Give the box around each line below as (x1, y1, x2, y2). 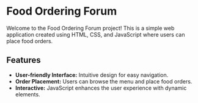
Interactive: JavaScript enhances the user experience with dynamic (15, 84, 187, 91)
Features (6, 55, 41, 65)
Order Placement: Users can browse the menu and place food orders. (15, 77, 193, 85)
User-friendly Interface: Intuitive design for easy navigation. (15, 71, 169, 79)
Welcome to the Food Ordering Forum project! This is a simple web (6, 24, 175, 32)
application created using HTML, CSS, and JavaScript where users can (6, 30, 185, 38)
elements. (15, 90, 41, 98)
